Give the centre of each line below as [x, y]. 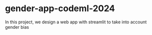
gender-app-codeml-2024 [60, 9]
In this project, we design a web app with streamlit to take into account [76, 22]
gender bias [17, 27]
